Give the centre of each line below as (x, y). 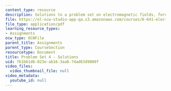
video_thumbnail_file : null (40, 71)
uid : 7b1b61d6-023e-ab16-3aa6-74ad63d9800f (52, 62)
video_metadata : (22, 76)
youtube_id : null (28, 80)
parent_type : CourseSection (35, 48)
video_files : (19, 66)
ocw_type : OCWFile (25, 38)
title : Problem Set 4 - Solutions (42, 57)
